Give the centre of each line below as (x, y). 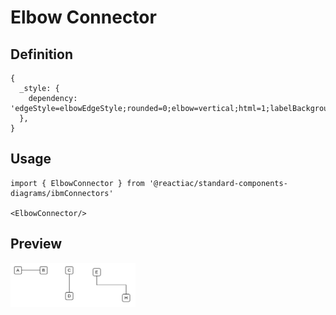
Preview (36, 244)
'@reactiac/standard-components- (218, 183)
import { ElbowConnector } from (77, 183)
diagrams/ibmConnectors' (62, 193)
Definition (41, 54)
